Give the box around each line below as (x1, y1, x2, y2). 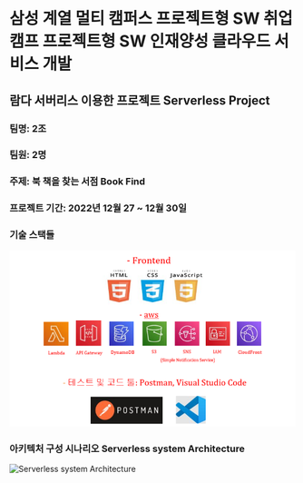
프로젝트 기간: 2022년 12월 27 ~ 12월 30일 (9, 202, 188, 214)
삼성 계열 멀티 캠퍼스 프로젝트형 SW (9, 8, 260, 29)
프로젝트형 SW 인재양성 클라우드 (42, 31, 271, 52)
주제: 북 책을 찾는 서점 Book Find (9, 175, 146, 188)
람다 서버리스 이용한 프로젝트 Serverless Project (9, 93, 270, 108)
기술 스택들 (9, 229, 55, 241)
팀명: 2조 (9, 122, 47, 134)
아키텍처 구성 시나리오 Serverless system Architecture (9, 442, 245, 455)
